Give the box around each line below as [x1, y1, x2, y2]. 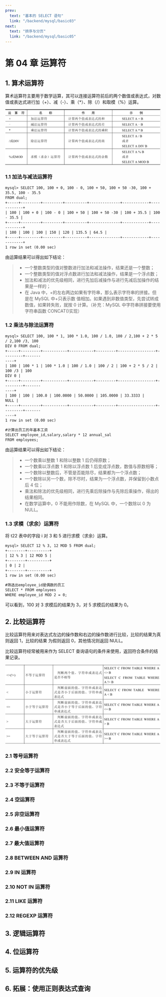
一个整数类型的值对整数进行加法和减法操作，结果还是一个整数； [24, 264, 155, 270]
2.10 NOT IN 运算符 [5, 883, 50, 890]
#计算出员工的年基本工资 [5, 427, 48, 433]
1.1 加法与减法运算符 [5, 173, 53, 180]
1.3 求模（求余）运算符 [5, 521, 59, 527]
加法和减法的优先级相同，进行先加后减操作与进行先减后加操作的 [24, 277, 155, 283]
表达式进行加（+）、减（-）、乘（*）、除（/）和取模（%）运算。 [13, 99, 142, 105]
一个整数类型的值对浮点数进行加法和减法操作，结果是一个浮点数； [24, 270, 159, 277]
